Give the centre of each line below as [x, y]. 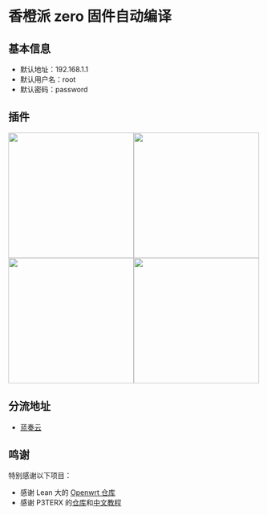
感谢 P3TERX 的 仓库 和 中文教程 [71, 503]
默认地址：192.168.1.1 [54, 69]
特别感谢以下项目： [40, 476]
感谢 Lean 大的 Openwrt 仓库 [68, 493]
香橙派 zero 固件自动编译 [90, 16]
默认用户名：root [48, 79]
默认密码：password [54, 89]
